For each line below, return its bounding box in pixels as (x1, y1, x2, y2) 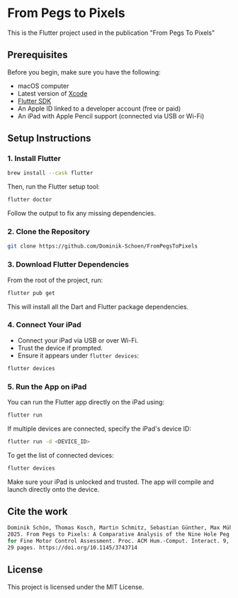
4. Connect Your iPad (7, 320, 81, 330)
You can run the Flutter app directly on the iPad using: (7, 398, 165, 406)
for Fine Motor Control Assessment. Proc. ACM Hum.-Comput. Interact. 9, (7, 538, 230, 545)
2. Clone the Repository (7, 227, 91, 237)
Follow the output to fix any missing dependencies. (7, 209, 157, 218)
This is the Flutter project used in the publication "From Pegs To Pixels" (7, 28, 215, 37)
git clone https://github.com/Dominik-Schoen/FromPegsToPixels (7, 243, 198, 250)
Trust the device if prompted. (17, 343, 103, 352)
